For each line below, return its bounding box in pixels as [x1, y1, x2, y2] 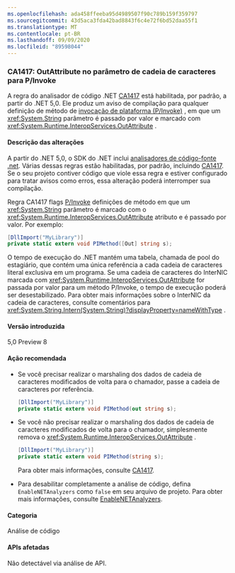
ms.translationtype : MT [7, 23, 78, 30]
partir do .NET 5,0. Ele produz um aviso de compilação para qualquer [7, 99, 209, 108]
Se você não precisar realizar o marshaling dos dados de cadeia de [17, 418, 214, 426]
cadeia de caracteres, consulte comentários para [7, 298, 151, 307]
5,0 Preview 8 [7, 338, 47, 346]
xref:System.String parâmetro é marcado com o [7, 205, 147, 213]
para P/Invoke [7, 75, 57, 85]
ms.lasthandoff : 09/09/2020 [7, 37, 91, 44]
